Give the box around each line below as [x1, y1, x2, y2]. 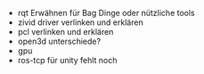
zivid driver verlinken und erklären [17, 17, 144, 28]
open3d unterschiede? [17, 36, 101, 46]
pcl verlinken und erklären [17, 27, 114, 37]
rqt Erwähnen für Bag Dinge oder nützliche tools [17, 8, 195, 18]
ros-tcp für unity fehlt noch [17, 55, 118, 65]
